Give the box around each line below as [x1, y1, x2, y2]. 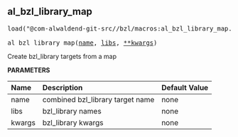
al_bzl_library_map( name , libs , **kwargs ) [7, 38, 158, 47]
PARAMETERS [7, 65, 50, 74]
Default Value [161, 82, 209, 92]
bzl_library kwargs [42, 117, 104, 127]
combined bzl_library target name [42, 94, 155, 104]
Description [42, 82, 83, 92]
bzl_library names [42, 106, 102, 116]
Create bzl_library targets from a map [7, 52, 117, 60]
